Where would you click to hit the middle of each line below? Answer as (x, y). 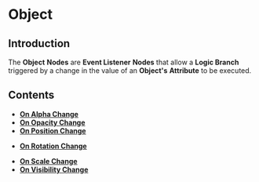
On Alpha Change (49, 114)
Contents (31, 95)
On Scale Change (48, 161)
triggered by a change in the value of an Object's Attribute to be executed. (130, 71)
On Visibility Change (54, 169)
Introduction (39, 44)
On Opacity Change (52, 122)
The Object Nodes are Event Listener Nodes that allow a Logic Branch (124, 62)
